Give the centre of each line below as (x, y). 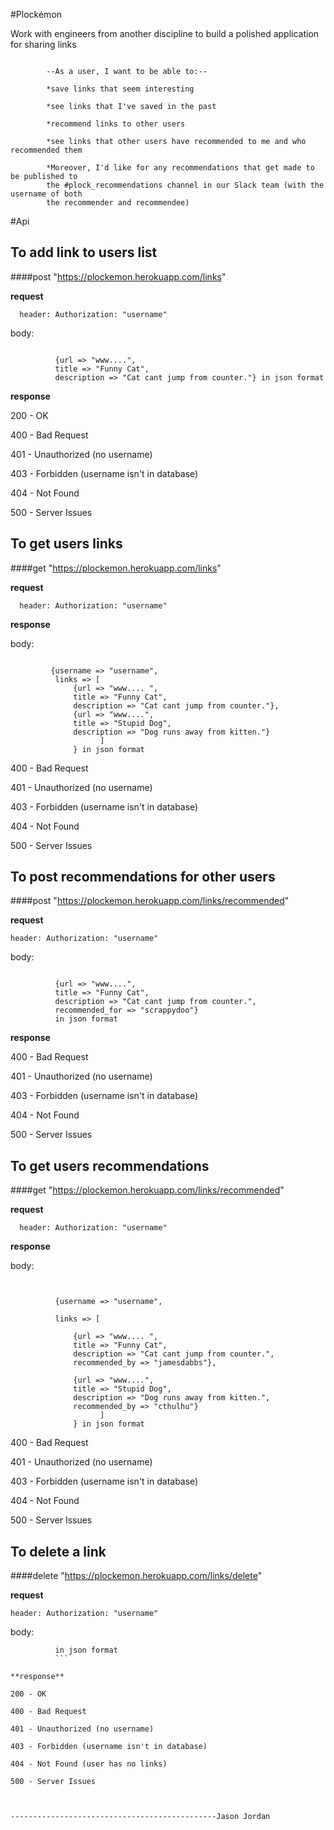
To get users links (66, 544)
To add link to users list (84, 252)
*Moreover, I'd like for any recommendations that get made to (180, 168)
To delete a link (58, 1551)
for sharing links (43, 44)
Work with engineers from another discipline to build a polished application (165, 33)
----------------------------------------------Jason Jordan (140, 1817)
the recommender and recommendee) (118, 203)
